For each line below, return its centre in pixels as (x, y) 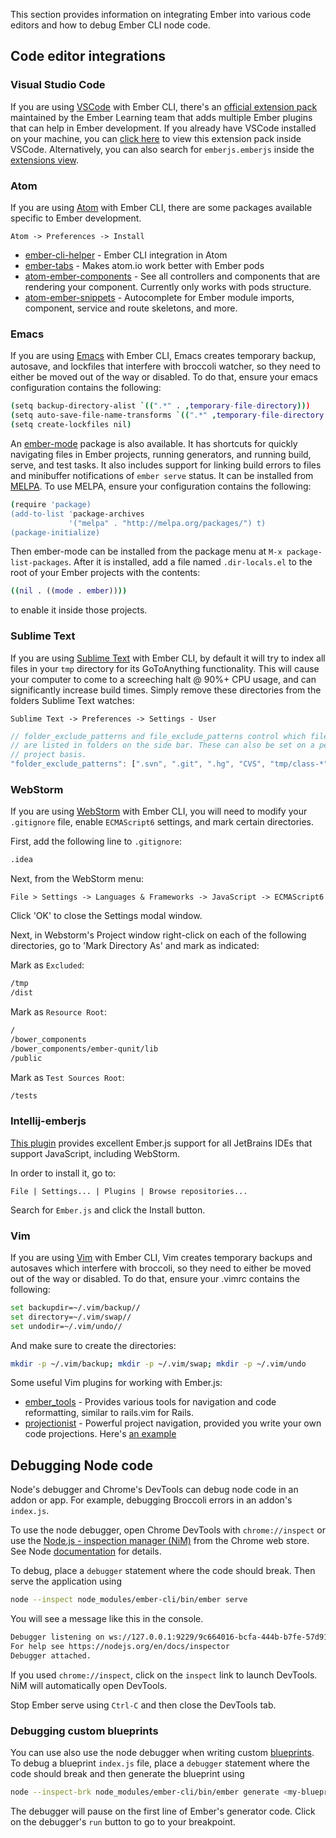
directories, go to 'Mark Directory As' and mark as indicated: (135, 946)
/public (26, 1058)
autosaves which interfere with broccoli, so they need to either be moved (161, 1268)
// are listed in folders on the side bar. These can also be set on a (162, 745)
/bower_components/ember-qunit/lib (84, 1049)
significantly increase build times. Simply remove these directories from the (166, 690)
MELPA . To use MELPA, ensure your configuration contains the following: (161, 486)
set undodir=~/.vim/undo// (66, 1326)
